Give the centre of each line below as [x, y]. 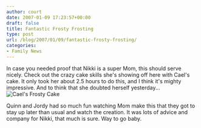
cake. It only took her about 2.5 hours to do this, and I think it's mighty [94, 81]
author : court [24, 12]
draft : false [23, 23]
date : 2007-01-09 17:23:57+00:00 [49, 18]
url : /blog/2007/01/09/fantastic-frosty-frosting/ [72, 40]
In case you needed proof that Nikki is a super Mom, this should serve [94, 68]
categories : [21, 46]
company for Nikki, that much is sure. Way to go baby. [74, 118]
